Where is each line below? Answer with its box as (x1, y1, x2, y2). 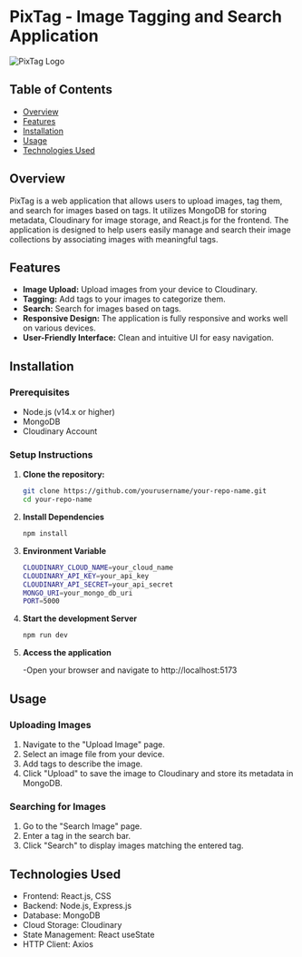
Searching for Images (9, 800, 107, 813)
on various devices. (22, 322, 97, 333)
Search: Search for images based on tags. (22, 303, 181, 314)
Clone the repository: (22, 469, 105, 480)
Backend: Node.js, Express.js (22, 901, 132, 912)
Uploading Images (9, 718, 92, 731)
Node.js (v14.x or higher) (22, 407, 115, 418)
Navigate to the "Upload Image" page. (22, 738, 166, 750)
